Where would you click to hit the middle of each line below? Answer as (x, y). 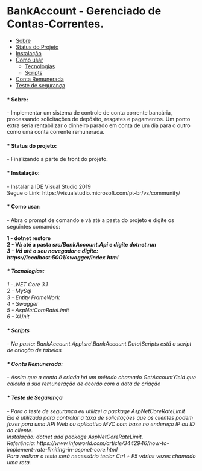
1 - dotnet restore (29, 238)
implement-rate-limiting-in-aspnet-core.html (62, 449)
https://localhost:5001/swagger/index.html (63, 257)
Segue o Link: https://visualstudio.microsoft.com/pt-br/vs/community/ (93, 193)
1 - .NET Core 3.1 (27, 284)
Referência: (21, 443)
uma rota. (19, 462)
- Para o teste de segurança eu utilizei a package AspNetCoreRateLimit (96, 411)
